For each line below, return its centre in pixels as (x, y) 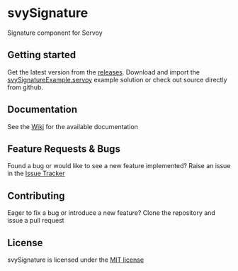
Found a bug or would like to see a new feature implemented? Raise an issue (119, 166)
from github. (25, 87)
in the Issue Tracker (36, 173)
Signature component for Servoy (55, 33)
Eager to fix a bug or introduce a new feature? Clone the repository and (112, 213)
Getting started (42, 55)
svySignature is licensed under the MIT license (75, 260)
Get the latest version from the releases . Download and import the (104, 72)
